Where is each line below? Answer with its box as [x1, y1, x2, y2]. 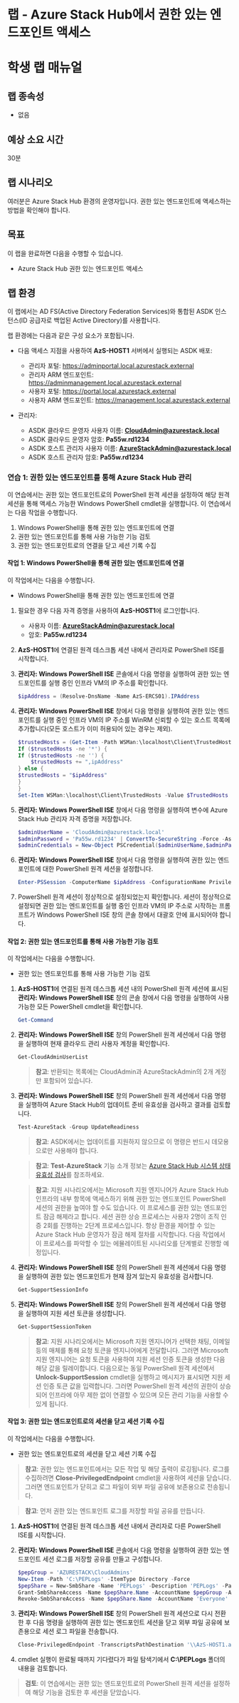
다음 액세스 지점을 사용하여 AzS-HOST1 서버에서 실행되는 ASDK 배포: [17, 347, 213, 355]
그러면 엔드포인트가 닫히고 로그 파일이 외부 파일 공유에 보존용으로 [24, 1482, 206, 1491]
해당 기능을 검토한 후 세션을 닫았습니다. [32, 1688, 141, 1697]
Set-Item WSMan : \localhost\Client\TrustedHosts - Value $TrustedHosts [17, 791, 229, 799]
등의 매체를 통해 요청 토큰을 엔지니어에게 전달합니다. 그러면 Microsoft [35, 1346, 229, 1354]
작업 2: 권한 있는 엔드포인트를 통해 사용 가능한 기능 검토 [7, 937, 159, 945]
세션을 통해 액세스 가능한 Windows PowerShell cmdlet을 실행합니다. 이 [7, 499, 207, 507]
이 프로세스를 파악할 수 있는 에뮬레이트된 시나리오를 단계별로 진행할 [35, 1239, 222, 1248]
